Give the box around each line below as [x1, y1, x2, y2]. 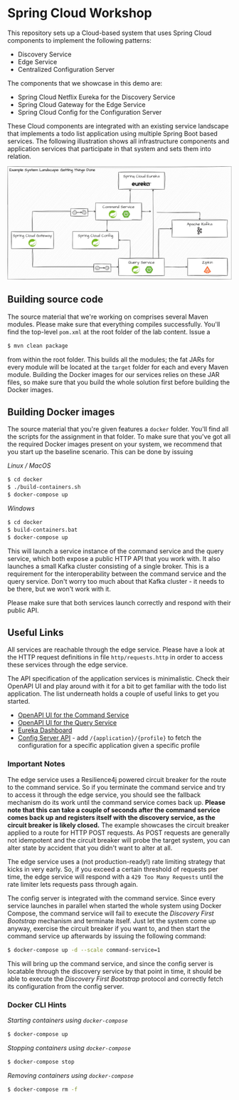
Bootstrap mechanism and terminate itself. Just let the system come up [7, 916, 216, 925]
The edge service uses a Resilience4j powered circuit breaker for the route [7, 775, 227, 783]
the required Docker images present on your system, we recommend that [7, 440, 223, 448]
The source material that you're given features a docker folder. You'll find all [7, 425, 229, 433]
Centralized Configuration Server [17, 65, 115, 73]
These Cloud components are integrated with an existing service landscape [7, 121, 229, 130]
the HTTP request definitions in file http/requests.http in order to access [7, 653, 223, 662]
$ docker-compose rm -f [7, 1086, 78, 1093]
